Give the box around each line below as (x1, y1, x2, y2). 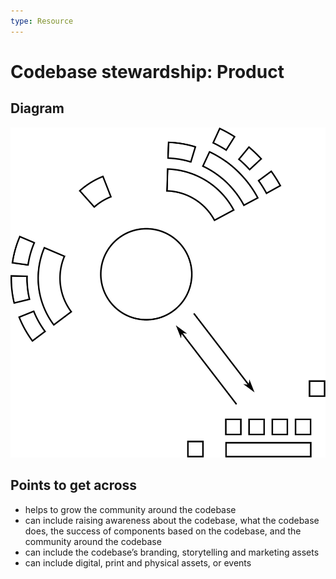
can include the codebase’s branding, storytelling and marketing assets (24, 546, 320, 558)
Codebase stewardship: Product (10, 60, 285, 83)
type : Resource (10, 16, 74, 26)
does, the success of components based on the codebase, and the (24, 525, 302, 537)
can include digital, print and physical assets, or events (24, 556, 252, 569)
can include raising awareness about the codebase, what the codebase (24, 514, 320, 526)
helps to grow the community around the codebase (24, 503, 237, 515)
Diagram (10, 100, 65, 117)
